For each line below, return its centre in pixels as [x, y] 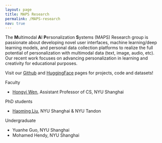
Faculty [13, 83]
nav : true [15, 23]
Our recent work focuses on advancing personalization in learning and [77, 58]
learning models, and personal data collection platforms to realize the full [79, 48]
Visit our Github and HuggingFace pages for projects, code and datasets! [79, 73]
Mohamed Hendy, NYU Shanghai [46, 135]
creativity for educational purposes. [41, 63]
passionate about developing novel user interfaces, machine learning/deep [81, 43]
